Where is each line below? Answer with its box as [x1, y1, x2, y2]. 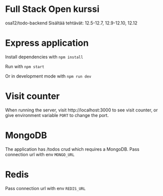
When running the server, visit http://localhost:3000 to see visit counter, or [5, 107, 158, 113]
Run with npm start [5, 63, 45, 69]
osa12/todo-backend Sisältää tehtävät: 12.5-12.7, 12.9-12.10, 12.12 [5, 20, 138, 26]
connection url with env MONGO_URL [5, 151, 75, 157]
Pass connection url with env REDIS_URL [5, 185, 86, 191]
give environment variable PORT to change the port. [5, 112, 109, 118]
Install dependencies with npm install [5, 54, 83, 60]
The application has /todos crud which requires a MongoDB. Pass [5, 146, 140, 152]
